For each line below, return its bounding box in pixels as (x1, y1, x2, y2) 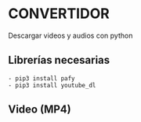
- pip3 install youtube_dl (8, 81, 96, 89)
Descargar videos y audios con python (8, 31, 133, 40)
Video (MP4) (8, 103, 72, 116)
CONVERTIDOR (8, 5, 110, 23)
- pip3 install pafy (8, 74, 76, 83)
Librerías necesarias (8, 54, 110, 67)
